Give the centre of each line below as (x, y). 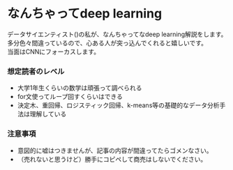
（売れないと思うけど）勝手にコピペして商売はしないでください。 (112, 159)
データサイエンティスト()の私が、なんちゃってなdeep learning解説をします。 (117, 34)
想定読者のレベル (36, 71)
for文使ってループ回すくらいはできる (70, 97)
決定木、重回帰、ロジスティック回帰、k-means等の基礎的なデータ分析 (118, 105)
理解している (48, 114)
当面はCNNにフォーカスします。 (53, 52)
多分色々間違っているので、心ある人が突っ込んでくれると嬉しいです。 (107, 42)
